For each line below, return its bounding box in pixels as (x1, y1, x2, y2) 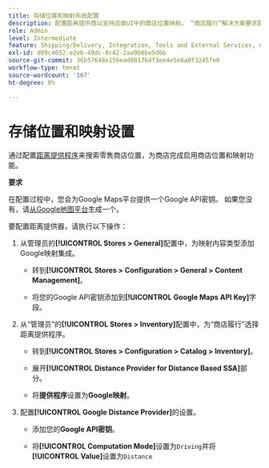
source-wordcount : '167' (8, 71, 91, 79)
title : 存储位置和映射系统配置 (8, 11, 99, 20)
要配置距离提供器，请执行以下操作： (8, 222, 128, 231)
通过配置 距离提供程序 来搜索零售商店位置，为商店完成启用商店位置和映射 (8, 150, 247, 160)
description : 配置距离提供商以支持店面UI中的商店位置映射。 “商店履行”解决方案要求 (8, 19, 258, 27)
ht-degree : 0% (8, 78, 56, 86)
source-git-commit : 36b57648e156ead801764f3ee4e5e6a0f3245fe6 (8, 57, 220, 65)
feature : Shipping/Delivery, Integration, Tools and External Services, (8, 42, 256, 50)
